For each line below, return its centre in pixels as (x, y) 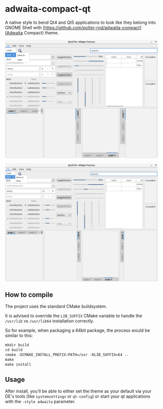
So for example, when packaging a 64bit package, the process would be (78, 330)
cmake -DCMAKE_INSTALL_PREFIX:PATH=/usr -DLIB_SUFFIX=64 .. (67, 355)
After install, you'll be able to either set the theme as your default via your (78, 391)
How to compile (29, 294)
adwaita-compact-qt (48, 9)
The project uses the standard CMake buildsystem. (56, 306)
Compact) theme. (41, 33)
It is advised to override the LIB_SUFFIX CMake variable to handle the (73, 316)
